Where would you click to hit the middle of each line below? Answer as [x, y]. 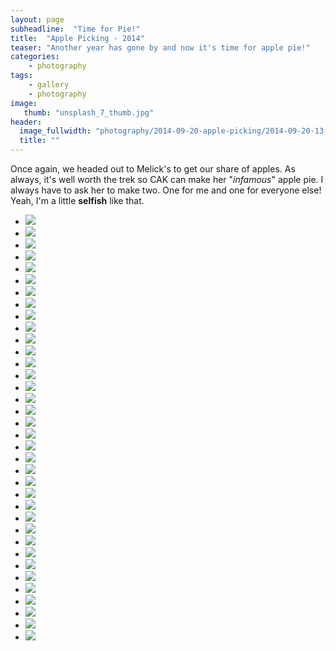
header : [26, 122]
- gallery [49, 85]
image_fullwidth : [55, 131]
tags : [21, 76]
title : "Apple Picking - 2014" [77, 38]
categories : [35, 57]
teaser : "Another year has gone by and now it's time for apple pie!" [160, 47]
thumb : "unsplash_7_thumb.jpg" [89, 112]
